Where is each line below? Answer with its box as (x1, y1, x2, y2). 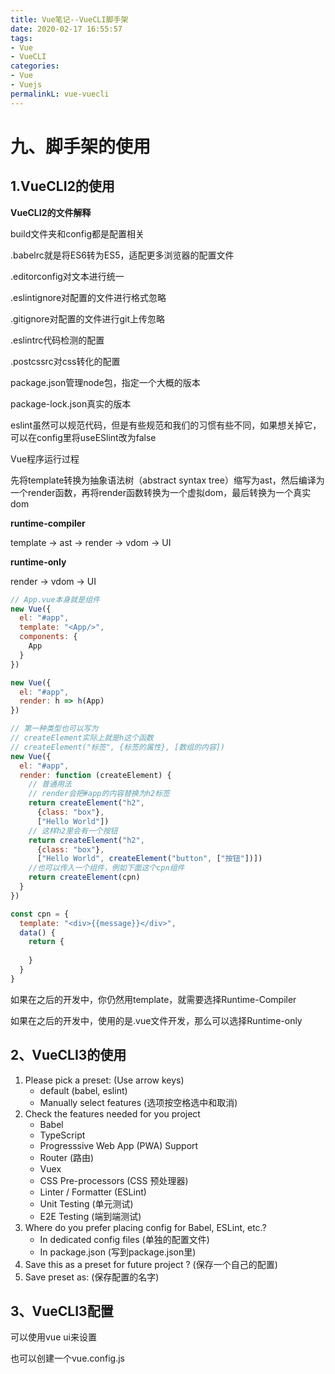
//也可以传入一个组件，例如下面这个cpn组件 (28, 863, 185, 873)
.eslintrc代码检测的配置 (10, 334, 105, 346)
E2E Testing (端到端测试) (39, 1210, 142, 1222)
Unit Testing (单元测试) (39, 1197, 134, 1210)
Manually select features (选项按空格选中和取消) (39, 1096, 238, 1108)
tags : (10, 33, 33, 43)
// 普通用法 (28, 779, 72, 790)
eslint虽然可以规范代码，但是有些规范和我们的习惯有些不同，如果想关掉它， (10, 419, 322, 431)
